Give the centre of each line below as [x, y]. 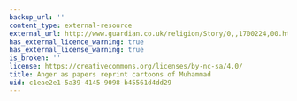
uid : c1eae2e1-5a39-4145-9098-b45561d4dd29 [91, 83]
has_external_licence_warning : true [76, 42]
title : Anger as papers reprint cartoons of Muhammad [110, 75]
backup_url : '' [37, 17]
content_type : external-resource [71, 25]
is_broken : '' [35, 58]
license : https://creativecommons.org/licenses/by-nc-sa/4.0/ [126, 67]
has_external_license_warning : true [76, 50]
